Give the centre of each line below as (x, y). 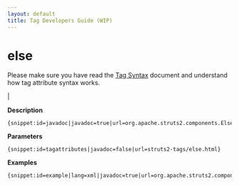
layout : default (31, 14)
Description (25, 110)
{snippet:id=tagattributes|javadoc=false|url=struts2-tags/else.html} (114, 150)
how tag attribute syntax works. (54, 83)
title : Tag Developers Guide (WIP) (60, 21)
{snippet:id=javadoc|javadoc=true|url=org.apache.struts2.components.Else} (122, 124)
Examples (22, 163)
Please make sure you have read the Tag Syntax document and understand (117, 75)
